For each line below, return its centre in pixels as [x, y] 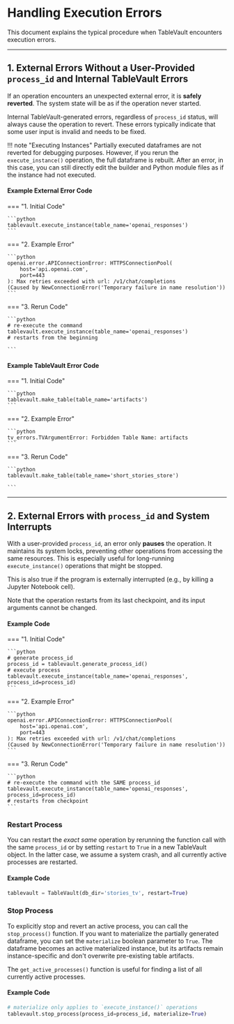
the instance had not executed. [52, 175]
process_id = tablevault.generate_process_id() [78, 665]
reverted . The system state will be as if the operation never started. [104, 103]
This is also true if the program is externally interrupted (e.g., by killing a [110, 579]
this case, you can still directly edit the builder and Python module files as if [116, 167]
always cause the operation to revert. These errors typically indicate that [111, 124]
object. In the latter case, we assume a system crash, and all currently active [117, 855]
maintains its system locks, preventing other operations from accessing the [115, 551]
